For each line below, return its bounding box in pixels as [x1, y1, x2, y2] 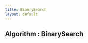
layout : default [5, 12, 38, 17]
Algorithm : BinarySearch [5, 30, 84, 38]
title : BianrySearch [5, 7, 47, 12]
